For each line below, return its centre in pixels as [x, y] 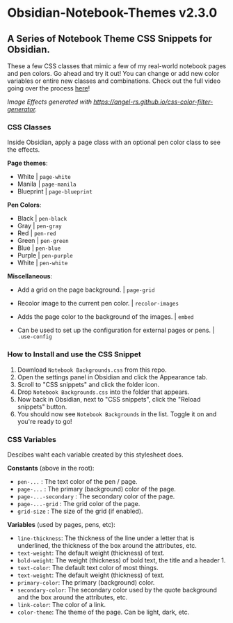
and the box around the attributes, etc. [72, 597]
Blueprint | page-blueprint [55, 191]
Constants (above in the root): [51, 468]
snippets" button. [42, 407]
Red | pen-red [37, 233]
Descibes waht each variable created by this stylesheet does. [95, 455]
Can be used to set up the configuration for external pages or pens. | [116, 330]
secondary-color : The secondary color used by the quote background [117, 590]
